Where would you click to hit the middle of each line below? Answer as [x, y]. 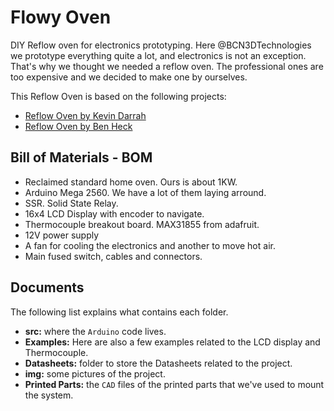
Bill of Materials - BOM [81, 157]
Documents [47, 287]
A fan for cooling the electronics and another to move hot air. [150, 245]
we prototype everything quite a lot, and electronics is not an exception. [158, 55]
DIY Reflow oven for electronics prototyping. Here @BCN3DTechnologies [161, 45]
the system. [49, 395]
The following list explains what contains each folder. [119, 312]
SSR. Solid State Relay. [71, 203]
